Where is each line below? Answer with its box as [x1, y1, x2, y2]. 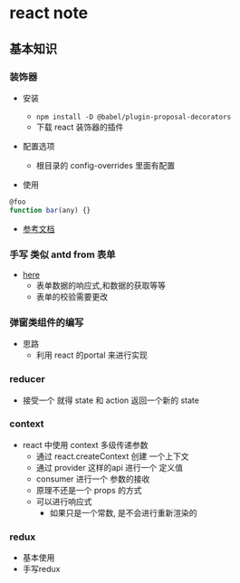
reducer [9, 373, 45, 386]
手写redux [22, 564, 61, 575]
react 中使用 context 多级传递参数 [22, 439, 149, 450]
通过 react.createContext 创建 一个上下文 [35, 451, 189, 462]
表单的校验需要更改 [35, 291, 109, 301]
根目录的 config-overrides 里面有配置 [35, 159, 176, 170]
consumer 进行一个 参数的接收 [35, 473, 150, 484]
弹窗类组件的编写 [9, 316, 84, 329]
